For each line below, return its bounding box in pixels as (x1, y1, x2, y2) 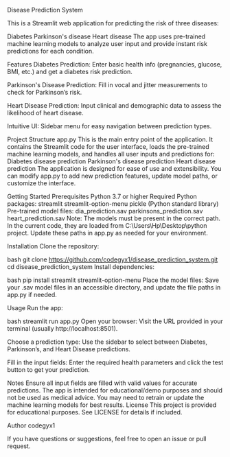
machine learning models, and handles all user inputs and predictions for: (7, 150, 215, 158)
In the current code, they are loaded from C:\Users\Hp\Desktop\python (7, 222, 207, 229)
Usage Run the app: (7, 304, 63, 312)
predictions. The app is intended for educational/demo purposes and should (7, 386, 223, 394)
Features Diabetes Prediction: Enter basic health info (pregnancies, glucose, (7, 60, 222, 68)
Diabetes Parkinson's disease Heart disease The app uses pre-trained (7, 32, 206, 40)
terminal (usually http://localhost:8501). (7, 325, 118, 332)
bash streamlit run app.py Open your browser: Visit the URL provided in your (7, 317, 223, 325)
